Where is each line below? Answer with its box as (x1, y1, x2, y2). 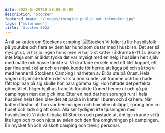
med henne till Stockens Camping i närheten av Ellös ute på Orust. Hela (5, 70, 150, 76)
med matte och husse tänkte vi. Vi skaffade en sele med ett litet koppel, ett (5, 60, 157, 66)
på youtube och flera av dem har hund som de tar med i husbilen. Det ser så (5, 44, 160, 50)
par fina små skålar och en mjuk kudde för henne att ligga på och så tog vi (5, 65, 156, 71)
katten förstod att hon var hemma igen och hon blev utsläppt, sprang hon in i (5, 102, 161, 107)
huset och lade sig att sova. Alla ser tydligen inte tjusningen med (5, 106, 136, 113)
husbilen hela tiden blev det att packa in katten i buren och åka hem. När (5, 96, 152, 102)
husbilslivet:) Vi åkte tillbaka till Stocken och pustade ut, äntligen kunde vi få (5, 112, 159, 118)
